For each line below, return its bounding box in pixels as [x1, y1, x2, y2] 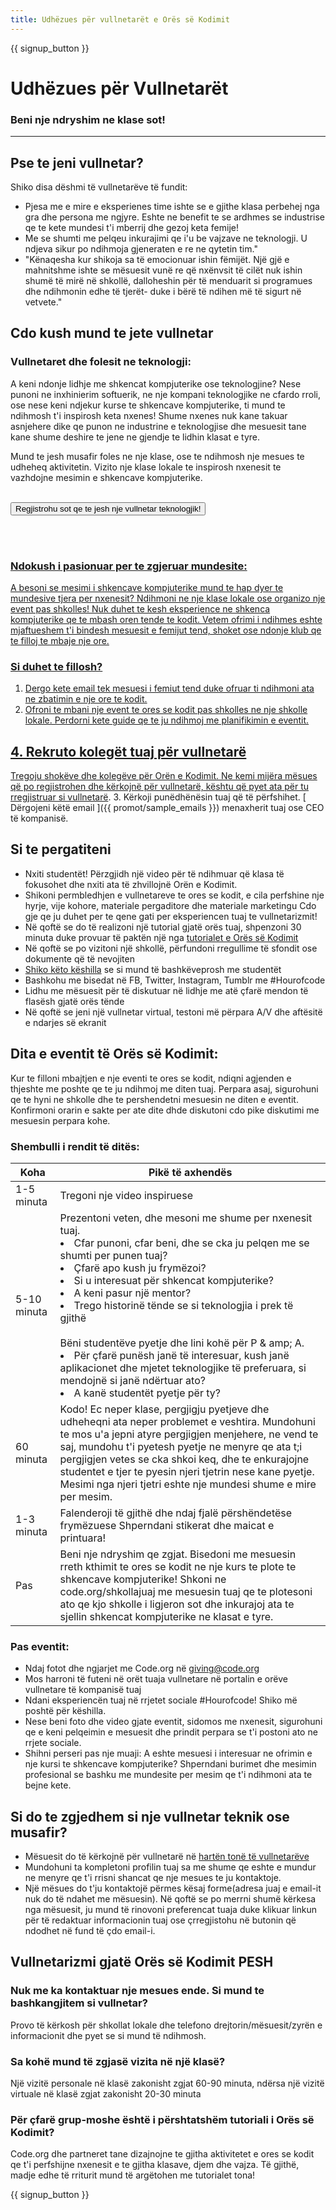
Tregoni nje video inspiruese [59, 1188, 193, 1202]
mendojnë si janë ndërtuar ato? [59, 1373, 206, 1387]
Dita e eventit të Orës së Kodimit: [10, 1046, 219, 1063]
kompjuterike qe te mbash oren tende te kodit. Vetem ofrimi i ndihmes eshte [10, 613, 323, 625]
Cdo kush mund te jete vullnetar [10, 325, 214, 342]
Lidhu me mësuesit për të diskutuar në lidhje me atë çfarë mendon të [24, 984, 309, 996]
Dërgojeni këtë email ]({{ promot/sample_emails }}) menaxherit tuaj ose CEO [10, 802, 325, 814]
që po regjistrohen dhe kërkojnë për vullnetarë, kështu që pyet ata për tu [10, 781, 310, 793]
